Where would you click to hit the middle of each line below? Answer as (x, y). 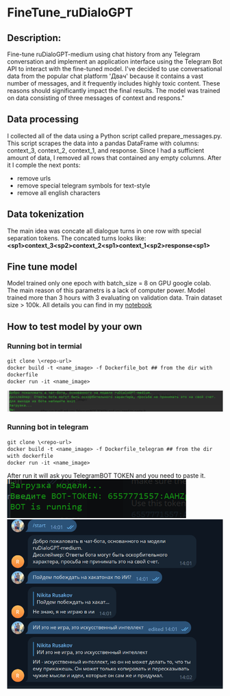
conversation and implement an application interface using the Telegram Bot (115, 62)
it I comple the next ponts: (44, 165)
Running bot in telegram (48, 427)
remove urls (34, 178)
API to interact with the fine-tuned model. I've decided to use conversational (115, 69)
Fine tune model (42, 267)
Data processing (43, 119)
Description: (34, 38)
